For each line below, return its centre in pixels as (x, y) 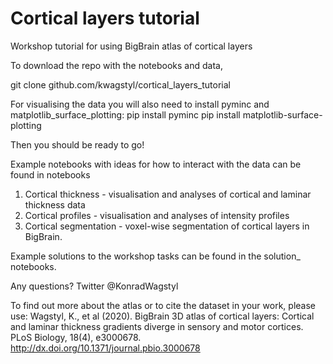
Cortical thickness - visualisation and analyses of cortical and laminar (168, 194)
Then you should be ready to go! (77, 144)
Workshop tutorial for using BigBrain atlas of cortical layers (131, 46)
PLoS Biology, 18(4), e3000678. (76, 337)
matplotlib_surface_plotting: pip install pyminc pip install (125, 114)
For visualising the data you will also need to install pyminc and (140, 104)
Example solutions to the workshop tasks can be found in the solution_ (155, 256)
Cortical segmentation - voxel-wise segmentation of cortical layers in (167, 226)
